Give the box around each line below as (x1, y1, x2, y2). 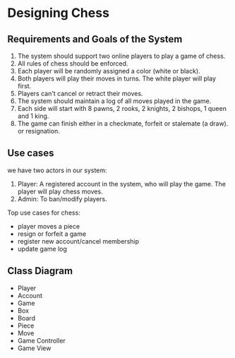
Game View (17, 344, 52, 352)
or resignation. (17, 127, 60, 135)
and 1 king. (17, 112, 49, 120)
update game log (17, 244, 67, 253)
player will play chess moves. (17, 187, 104, 196)
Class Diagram (7, 265, 73, 277)
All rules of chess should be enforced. (17, 59, 128, 68)
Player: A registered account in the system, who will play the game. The (17, 179, 226, 188)
